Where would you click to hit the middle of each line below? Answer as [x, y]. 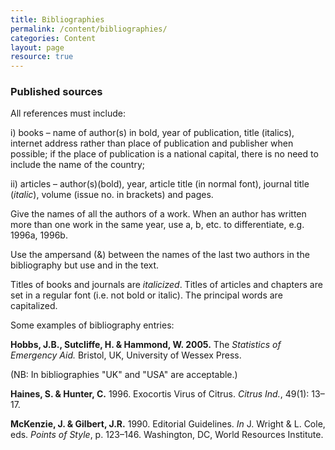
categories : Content [53, 38]
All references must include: [68, 113]
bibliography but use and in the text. [85, 265]
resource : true [42, 57]
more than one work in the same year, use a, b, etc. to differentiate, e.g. [157, 225]
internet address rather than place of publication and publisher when [152, 143]
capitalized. [34, 306]
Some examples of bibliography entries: [92, 325]
